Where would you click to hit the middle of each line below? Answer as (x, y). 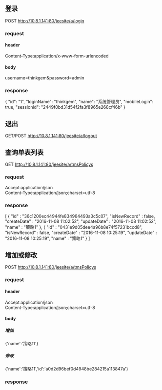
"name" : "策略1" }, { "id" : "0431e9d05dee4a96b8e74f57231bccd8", (74, 227)
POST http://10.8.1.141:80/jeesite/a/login (45, 20)
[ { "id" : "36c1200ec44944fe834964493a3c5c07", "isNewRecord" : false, (80, 216)
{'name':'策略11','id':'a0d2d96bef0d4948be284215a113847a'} (67, 369)
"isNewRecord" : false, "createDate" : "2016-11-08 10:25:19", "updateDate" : (81, 233)
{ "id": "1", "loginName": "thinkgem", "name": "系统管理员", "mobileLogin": (79, 102)
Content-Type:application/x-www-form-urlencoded (57, 56)
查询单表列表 (24, 152)
